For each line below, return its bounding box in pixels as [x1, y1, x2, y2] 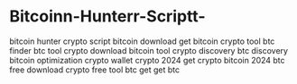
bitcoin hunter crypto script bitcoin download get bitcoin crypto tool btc [9, 36, 275, 46]
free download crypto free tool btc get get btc [9, 64, 181, 75]
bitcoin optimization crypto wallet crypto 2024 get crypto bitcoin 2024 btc [9, 55, 286, 65]
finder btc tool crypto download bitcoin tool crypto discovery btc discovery [9, 45, 289, 55]
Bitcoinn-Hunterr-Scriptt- [9, 6, 206, 27]
